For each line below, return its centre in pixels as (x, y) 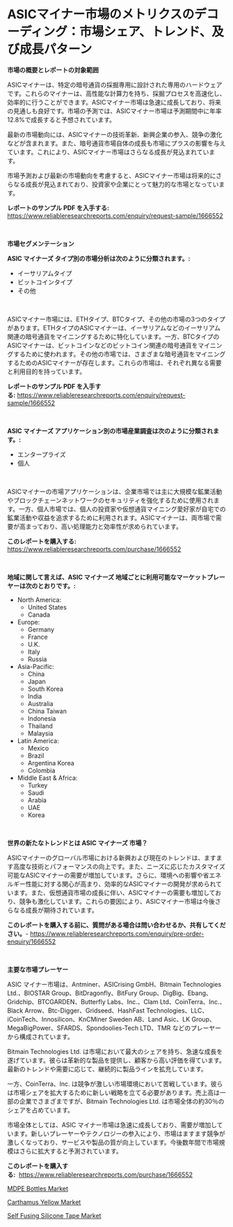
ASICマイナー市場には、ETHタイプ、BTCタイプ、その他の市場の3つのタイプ (116, 319)
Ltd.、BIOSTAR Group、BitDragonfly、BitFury (72, 993)
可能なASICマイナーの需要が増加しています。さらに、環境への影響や (105, 875)
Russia (37, 659)
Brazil (36, 756)
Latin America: (38, 740)
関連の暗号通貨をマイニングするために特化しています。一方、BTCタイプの (113, 337)
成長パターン (56, 49)
